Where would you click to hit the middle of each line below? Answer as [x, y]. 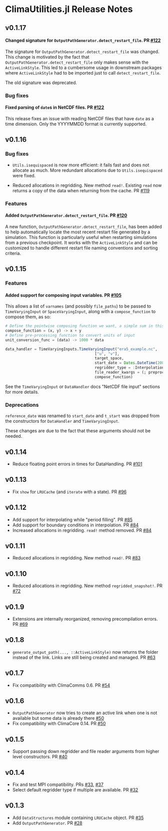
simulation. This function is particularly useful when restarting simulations [81, 237]
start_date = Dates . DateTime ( [126, 363]
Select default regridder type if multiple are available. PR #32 [75, 790]
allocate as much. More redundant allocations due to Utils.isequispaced [87, 170]
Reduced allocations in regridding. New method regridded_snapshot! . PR [87, 586]
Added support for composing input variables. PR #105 [63, 295]
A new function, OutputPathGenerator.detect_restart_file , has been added [84, 226]
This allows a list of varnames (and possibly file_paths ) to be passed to [78, 306]
